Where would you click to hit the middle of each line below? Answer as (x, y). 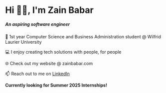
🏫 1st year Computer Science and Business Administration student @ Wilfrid (83, 37)
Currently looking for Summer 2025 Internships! (56, 85)
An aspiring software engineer (38, 24)
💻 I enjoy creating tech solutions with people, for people (63, 52)
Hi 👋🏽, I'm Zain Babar (49, 10)
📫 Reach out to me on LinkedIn (37, 74)
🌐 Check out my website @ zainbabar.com (49, 64)
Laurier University (23, 42)
